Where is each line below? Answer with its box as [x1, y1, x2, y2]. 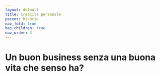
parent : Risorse [5, 16, 39, 21]
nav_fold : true [5, 21, 37, 26]
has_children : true [5, 26, 46, 31]
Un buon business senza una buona [5, 52, 156, 63]
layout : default [5, 7, 39, 12]
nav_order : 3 [5, 30, 32, 35]
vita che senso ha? [5, 63, 84, 74]
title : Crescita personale [5, 12, 61, 17]
